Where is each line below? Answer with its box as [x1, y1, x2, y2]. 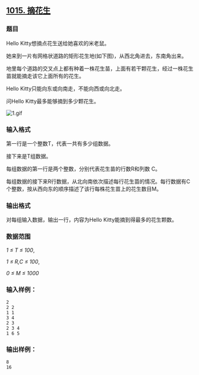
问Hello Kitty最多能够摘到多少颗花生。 [6, 97, 99, 105]
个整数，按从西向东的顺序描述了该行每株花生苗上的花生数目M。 [6, 185, 162, 192]
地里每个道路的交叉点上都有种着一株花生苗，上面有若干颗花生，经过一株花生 [6, 65, 194, 72]
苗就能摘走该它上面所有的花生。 [6, 72, 84, 79]
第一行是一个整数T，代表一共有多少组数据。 [6, 140, 114, 147]
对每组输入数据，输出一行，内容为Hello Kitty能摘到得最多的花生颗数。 [6, 216, 177, 223]
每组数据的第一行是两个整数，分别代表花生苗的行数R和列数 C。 [6, 165, 161, 172]
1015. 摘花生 [6, 5, 51, 16]
